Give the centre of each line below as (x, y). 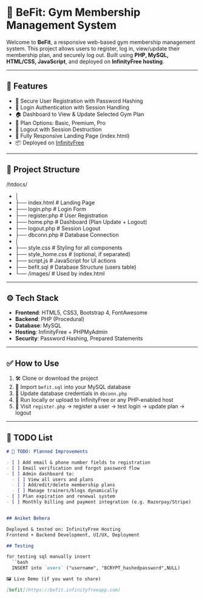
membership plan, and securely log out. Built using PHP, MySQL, (87, 55)
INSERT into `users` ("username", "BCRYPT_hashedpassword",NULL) (96, 568)
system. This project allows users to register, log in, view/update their (93, 49)
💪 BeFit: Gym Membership (73, 12)
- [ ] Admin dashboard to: (40, 474)
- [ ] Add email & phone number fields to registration (78, 462)
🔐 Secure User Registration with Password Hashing (79, 101)
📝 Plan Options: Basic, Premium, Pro (60, 123)
